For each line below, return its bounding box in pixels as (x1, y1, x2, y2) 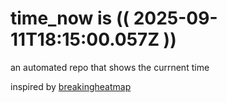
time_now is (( (10, 7, 130, 30)
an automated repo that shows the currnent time (10, 61, 210, 73)
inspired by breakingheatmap (10, 80, 132, 92)
